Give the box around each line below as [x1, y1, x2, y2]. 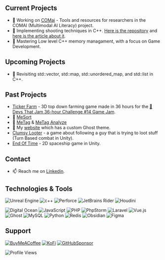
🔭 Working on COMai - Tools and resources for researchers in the [12, 17, 146, 23]
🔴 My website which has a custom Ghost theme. [12, 125, 111, 131]
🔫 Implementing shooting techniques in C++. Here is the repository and [12, 27, 158, 34]
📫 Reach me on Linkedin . [12, 168, 65, 174]
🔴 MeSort [12, 114, 32, 120]
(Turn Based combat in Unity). [12, 135, 74, 141]
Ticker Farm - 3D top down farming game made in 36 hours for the [12, 104, 149, 109]
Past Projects [5, 91, 47, 99]
